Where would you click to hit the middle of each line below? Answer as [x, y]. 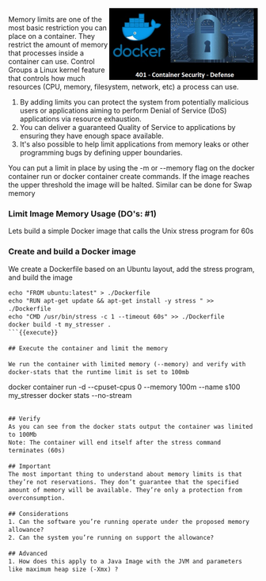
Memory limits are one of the [55, 19]
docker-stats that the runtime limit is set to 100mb [99, 372]
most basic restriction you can [57, 28]
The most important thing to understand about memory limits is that [125, 474]
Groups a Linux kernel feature [57, 70]
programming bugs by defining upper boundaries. [101, 153]
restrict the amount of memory [58, 44]
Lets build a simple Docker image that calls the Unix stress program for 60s [131, 231]
